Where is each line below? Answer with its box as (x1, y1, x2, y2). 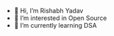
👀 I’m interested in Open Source (13, 14, 108, 22)
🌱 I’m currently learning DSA (13, 21, 97, 29)
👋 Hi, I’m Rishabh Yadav (13, 7, 84, 15)
